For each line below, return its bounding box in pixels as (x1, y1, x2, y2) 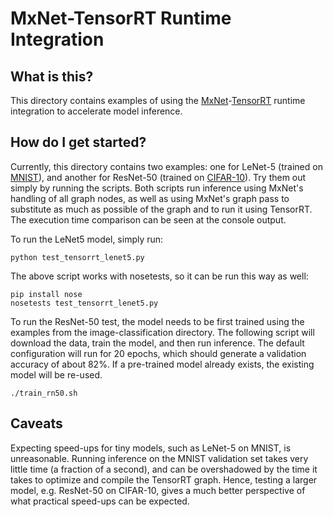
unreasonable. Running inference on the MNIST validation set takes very (10, 452, 309, 464)
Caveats (10, 415, 63, 432)
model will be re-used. (10, 368, 103, 381)
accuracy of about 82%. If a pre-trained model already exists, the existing (10, 358, 315, 370)
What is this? (10, 68, 94, 85)
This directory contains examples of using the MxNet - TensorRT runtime (10, 95, 306, 106)
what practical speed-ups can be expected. (10, 495, 190, 507)
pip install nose (10, 289, 83, 299)
